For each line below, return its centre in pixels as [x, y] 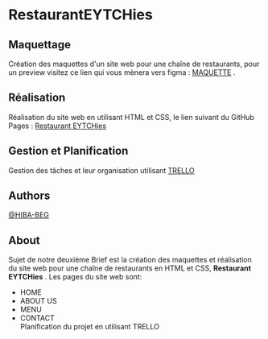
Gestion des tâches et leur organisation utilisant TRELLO [101, 170]
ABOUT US [39, 301]
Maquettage [39, 45]
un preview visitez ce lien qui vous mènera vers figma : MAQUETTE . [122, 72]
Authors [29, 196]
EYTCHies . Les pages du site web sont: [75, 277]
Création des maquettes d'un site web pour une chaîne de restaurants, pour [134, 64]
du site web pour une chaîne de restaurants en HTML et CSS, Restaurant [130, 268]
